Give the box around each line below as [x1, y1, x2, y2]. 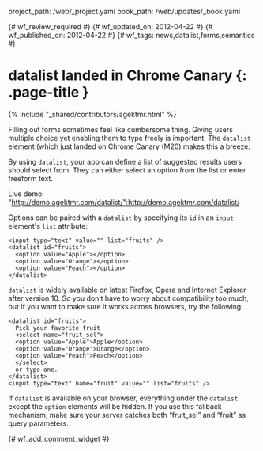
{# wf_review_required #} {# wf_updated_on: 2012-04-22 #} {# [8, 22, 213, 31]
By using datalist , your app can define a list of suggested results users [8, 157, 242, 166]
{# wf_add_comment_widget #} [8, 434, 110, 443]
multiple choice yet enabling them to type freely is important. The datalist [8, 133, 251, 142]
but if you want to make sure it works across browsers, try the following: [8, 301, 243, 311]
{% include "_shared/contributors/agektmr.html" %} [8, 109, 177, 119]
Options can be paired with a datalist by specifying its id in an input [8, 213, 235, 222]
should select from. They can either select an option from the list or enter [8, 165, 246, 175]
